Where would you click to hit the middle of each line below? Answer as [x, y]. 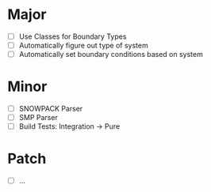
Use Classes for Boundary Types [73, 36]
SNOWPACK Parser [51, 109]
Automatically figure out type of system [83, 45]
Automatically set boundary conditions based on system [111, 55]
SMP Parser [38, 118]
